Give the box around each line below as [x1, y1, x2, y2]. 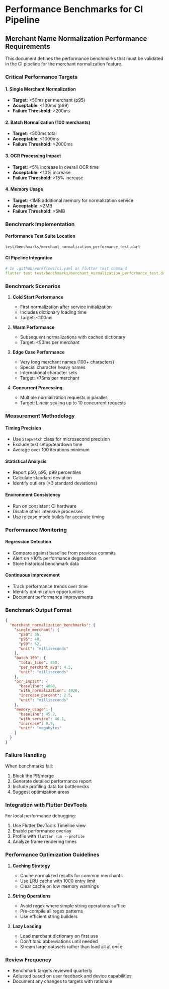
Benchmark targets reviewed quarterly [12, 968, 93, 974]
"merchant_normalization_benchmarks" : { [10, 623, 96, 628]
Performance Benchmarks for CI [5, 4, 143, 15]
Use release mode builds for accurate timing [12, 514, 105, 520]
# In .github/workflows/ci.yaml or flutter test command [5, 266, 127, 271]
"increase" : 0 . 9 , [18, 721, 55, 726]
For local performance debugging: [5, 813, 76, 819]
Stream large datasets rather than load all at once [20, 943, 123, 950]
